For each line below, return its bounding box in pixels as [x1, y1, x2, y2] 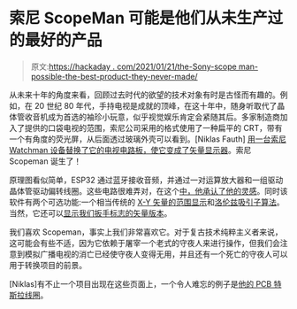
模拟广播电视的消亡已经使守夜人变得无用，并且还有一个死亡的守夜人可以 [24, 249, 288, 259]
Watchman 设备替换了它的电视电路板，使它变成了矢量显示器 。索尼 [9, 144, 252, 155]
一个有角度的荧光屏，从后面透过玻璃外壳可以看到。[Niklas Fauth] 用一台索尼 [9, 134, 287, 144]
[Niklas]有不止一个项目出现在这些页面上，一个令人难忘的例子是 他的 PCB [9, 278, 272, 289]
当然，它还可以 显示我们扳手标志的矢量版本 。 [9, 207, 172, 218]
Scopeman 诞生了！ [9, 156, 82, 166]
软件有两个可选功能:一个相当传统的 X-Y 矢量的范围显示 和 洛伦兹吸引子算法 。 [9, 197, 285, 207]
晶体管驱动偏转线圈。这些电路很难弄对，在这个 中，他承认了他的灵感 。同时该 [9, 185, 288, 196]
